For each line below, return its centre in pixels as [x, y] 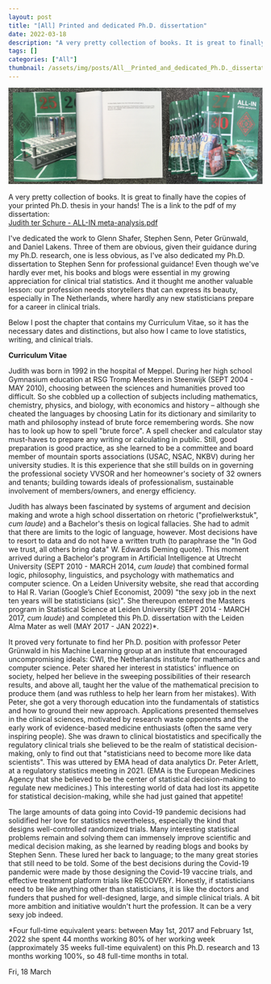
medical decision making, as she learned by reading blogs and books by [128, 846]
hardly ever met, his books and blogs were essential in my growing [119, 273]
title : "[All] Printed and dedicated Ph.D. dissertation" [108, 25]
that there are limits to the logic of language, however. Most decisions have [133, 532]
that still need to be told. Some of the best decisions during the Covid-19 [129, 864]
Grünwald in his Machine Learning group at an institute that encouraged [128, 651]
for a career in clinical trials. [54, 307]
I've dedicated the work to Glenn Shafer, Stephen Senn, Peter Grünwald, [128, 239]
